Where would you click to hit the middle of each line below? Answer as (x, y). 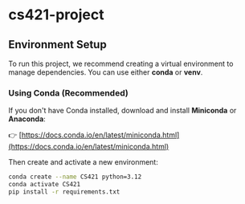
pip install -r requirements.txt (64, 192)
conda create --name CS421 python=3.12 (75, 177)
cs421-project (56, 15)
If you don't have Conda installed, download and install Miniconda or (122, 111)
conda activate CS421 (45, 185)
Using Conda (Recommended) (68, 92)
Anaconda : (27, 119)
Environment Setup (57, 45)
